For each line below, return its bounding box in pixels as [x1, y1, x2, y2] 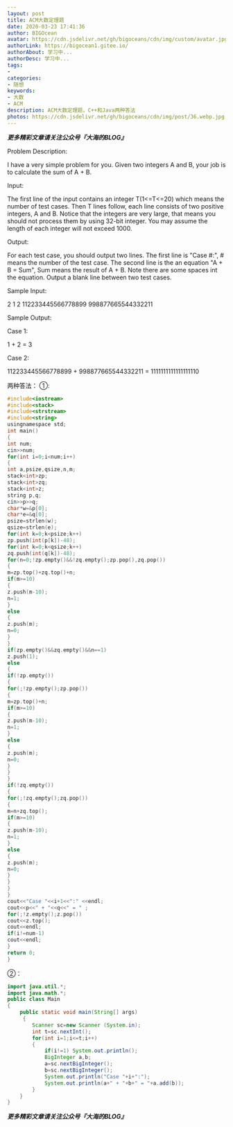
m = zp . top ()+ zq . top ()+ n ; [7, 569, 76, 576]
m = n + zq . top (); [7, 807, 49, 814]
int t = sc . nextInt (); [32, 1028, 92, 1035]
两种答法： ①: [7, 381, 50, 390]
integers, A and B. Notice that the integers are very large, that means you [7, 209, 216, 218]
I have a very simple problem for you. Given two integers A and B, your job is [7, 160, 226, 168]
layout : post [7, 10, 45, 17]
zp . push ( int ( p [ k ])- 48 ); [7, 536, 76, 544]
